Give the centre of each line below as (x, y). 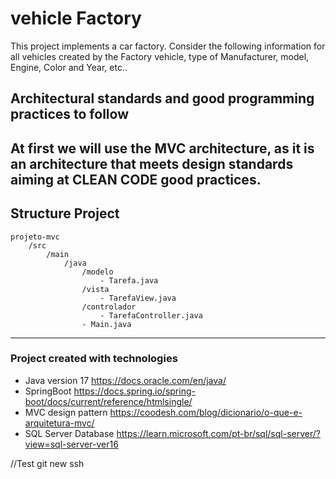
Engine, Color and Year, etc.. (69, 67)
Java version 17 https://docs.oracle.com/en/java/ (125, 380)
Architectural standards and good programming (162, 98)
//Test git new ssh (47, 463)
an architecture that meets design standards (152, 163)
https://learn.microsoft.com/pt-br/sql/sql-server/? (218, 433)
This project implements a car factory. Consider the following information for (168, 46)
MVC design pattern (66, 412)
